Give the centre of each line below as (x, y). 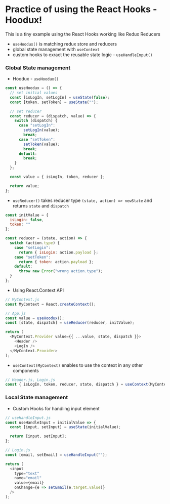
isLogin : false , (27, 220)
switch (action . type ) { (35, 243)
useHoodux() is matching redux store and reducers (65, 44)
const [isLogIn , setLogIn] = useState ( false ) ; (60, 97)
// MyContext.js (22, 300)
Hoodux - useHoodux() (36, 79)
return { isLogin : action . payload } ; (58, 252)
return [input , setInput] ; (38, 436)
